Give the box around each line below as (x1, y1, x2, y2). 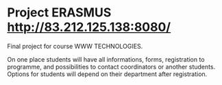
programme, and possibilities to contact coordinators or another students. (7, 62, 216, 71)
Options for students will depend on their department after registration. (7, 70, 208, 78)
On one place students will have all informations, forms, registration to (7, 55, 205, 63)
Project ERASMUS (7, 5, 112, 21)
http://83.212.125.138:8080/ (7, 19, 171, 35)
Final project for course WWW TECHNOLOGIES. (7, 42, 143, 50)
